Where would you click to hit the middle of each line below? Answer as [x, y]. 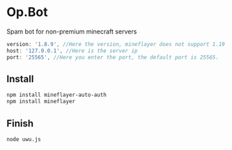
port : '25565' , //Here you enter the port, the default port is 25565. [113, 57]
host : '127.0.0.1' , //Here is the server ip [72, 51]
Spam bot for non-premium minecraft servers [72, 31]
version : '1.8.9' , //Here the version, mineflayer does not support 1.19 [116, 44]
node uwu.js [24, 139]
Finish [20, 123]
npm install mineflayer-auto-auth [57, 95]
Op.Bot [27, 12]
